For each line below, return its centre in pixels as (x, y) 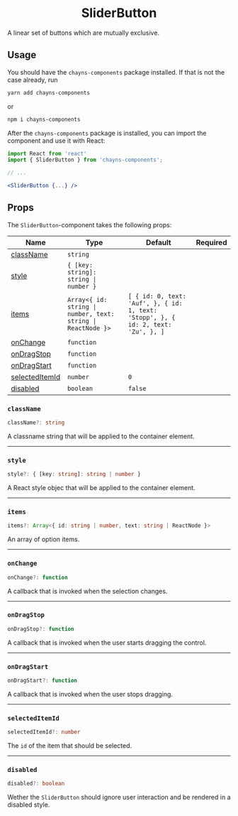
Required (211, 242)
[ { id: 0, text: (157, 296)
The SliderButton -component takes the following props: (90, 224)
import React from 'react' (47, 153)
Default (158, 242)
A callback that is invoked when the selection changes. (87, 591)
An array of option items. (44, 539)
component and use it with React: (56, 141)
